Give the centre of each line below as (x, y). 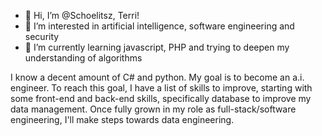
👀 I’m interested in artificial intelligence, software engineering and (159, 26)
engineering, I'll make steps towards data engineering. (122, 119)
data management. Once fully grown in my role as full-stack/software (153, 109)
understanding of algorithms (83, 58)
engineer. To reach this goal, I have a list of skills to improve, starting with (161, 88)
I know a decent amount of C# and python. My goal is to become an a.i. (157, 77)
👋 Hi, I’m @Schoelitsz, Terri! (82, 15)
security (42, 36)
